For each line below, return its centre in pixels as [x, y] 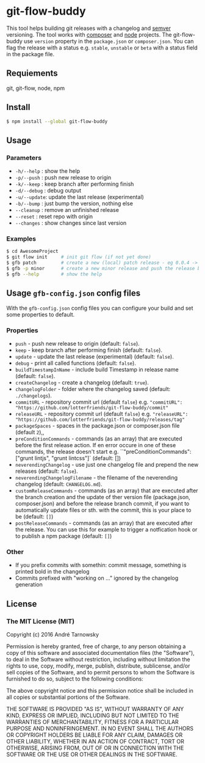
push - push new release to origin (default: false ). [77, 343]
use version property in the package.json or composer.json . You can [109, 41]
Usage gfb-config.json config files [74, 294]
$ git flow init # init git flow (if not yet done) [79, 257]
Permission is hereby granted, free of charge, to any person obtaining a [96, 646]
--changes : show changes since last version [71, 223]
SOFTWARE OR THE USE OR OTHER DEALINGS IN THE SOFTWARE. [92, 754]
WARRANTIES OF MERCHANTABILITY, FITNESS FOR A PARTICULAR [92, 721]
